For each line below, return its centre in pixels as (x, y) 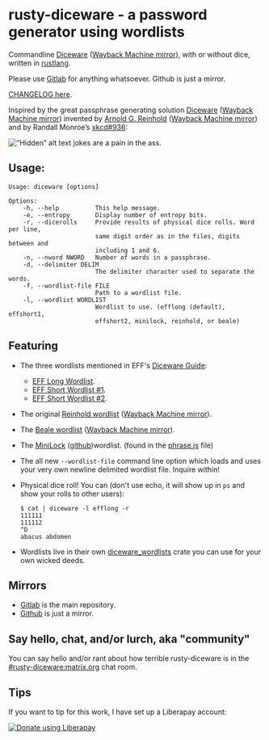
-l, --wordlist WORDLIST (65, 300)
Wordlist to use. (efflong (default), (160, 307)
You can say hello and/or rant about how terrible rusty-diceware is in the (129, 658)
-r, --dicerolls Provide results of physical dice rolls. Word (139, 222)
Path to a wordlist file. (139, 292)
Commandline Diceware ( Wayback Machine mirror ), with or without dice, (129, 54)
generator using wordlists (97, 32)
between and (28, 243)
